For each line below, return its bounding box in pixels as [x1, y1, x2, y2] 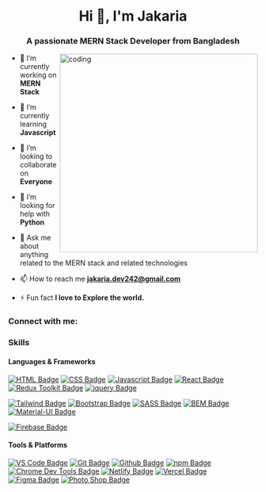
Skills [8, 337, 30, 348]
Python [19, 217, 45, 227]
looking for [19, 201, 55, 210]
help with [19, 209, 50, 219]
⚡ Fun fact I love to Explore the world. [19, 293, 145, 302]
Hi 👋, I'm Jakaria [78, 7, 188, 25]
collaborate [19, 160, 57, 170]
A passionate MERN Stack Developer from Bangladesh [26, 36, 240, 47]
